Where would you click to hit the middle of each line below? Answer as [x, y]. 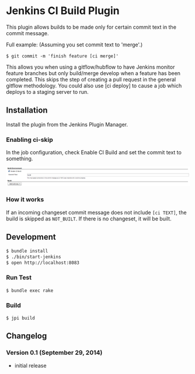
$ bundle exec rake [30, 290]
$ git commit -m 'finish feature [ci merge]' [62, 56]
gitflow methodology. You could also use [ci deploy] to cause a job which [94, 86]
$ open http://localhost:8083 [43, 263]
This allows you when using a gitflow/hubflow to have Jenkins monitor [90, 67]
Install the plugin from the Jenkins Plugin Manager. [67, 124]
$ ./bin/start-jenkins [34, 257]
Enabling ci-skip [30, 140]
